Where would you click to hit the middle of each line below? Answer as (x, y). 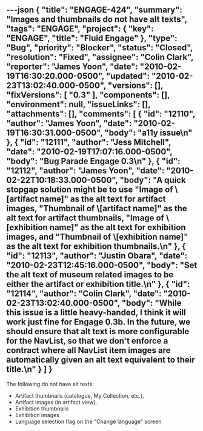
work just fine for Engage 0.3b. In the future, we (98, 322)
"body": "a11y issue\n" (148, 133)
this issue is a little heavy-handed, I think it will (96, 313)
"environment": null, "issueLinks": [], (78, 104)
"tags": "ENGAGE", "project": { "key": (80, 29)
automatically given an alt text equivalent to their (101, 360)
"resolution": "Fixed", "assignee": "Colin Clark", (100, 57)
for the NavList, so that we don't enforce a (87, 341)
